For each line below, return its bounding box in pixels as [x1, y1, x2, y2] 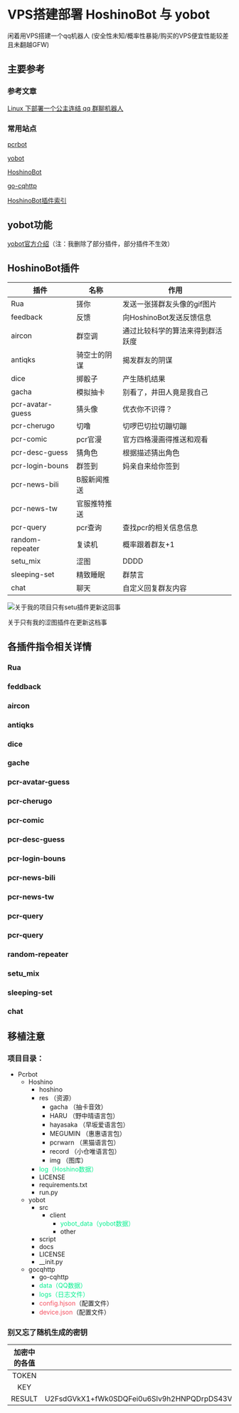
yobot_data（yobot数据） [60, 1219, 135, 1228]
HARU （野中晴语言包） [49, 1112, 119, 1120]
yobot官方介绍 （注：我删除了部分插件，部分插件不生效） [7, 239, 174, 248]
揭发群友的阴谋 [122, 355, 173, 365]
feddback [7, 681, 41, 691]
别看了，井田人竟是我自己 [122, 387, 208, 397]
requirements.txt [38, 1181, 87, 1189]
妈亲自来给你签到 [122, 461, 180, 471]
